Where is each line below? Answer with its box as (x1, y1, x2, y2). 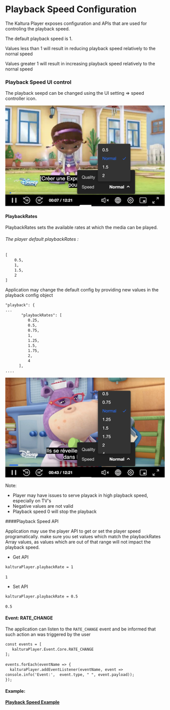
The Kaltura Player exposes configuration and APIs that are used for (5, 20, 147, 26)
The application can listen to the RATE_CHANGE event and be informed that (5, 626, 156, 632)
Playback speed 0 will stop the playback (12, 508, 97, 515)
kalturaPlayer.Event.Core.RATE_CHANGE (12, 647, 94, 652)
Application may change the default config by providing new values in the (5, 286, 159, 292)
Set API (12, 584, 28, 590)
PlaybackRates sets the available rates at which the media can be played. (5, 225, 158, 231)
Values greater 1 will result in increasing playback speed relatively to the (5, 60, 155, 66)
